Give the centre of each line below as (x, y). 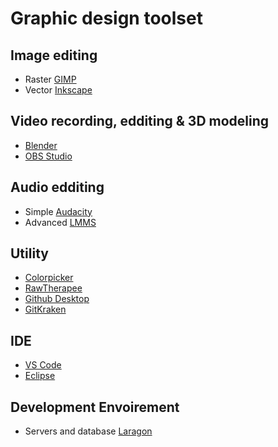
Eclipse (40, 376)
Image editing (54, 55)
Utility (29, 253)
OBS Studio (48, 156)
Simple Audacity (58, 211)
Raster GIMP (50, 79)
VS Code (43, 365)
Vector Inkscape (58, 90)
